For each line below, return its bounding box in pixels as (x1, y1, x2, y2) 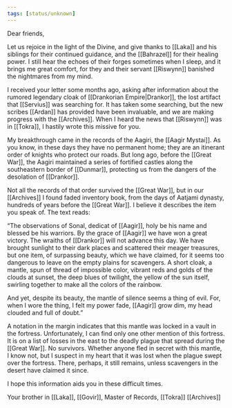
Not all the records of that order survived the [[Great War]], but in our (7, 186, 204, 194)
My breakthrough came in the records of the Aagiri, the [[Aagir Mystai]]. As (7, 136, 221, 144)
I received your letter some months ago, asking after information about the (7, 85, 219, 94)
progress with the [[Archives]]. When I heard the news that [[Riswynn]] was (7, 115, 222, 123)
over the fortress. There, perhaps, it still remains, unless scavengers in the (7, 358, 219, 367)
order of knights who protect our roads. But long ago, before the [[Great (7, 150, 212, 159)
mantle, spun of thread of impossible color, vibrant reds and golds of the (7, 265, 213, 274)
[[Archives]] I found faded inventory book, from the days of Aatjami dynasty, (7, 193, 224, 202)
